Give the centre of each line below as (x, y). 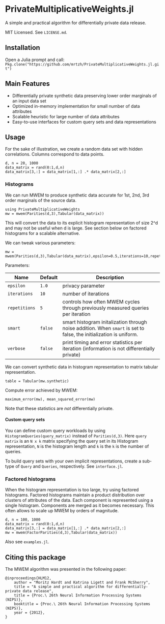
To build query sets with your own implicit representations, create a (73, 461)
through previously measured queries (106, 308)
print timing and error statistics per (102, 342)
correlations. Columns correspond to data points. (55, 154)
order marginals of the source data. (41, 200)
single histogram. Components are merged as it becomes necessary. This (80, 505)
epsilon (16, 286)
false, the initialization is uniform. (100, 334)
